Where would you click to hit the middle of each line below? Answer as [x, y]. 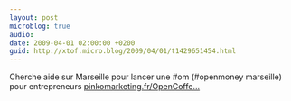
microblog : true [40, 26]
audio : [22, 34]
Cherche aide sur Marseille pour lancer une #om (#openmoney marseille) [146, 77]
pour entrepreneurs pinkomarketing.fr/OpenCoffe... [105, 87]
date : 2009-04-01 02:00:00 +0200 [72, 43]
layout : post [34, 18]
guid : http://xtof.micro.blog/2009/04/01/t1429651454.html [123, 51]
